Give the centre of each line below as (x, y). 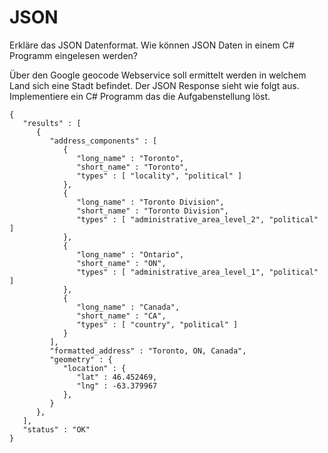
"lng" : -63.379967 (117, 386)
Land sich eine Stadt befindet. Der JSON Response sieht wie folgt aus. (154, 85)
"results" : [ (52, 123)
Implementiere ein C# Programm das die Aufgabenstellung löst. (140, 96)
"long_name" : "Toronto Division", (150, 202)
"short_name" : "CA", (121, 316)
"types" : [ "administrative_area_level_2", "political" (197, 219)
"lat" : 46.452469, (117, 377)
